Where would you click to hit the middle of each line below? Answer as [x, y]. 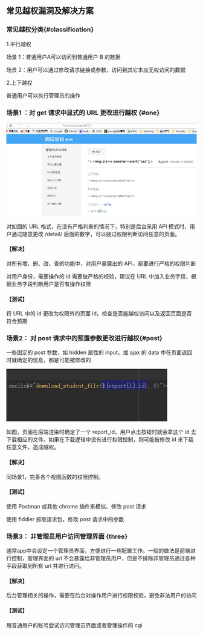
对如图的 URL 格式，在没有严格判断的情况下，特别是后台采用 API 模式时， [98, 226]
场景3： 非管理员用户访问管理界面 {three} [67, 536]
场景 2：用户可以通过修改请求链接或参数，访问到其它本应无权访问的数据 [96, 70]
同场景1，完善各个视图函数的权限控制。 [55, 476]
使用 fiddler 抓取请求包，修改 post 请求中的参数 [65, 519]
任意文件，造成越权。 [33, 447]
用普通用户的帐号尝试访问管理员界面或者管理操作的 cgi [74, 625]
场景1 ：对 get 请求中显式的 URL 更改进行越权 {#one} [83, 113]
